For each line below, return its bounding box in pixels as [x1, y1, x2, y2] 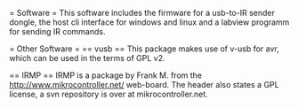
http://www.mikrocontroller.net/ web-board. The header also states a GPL [9, 80, 279, 89]
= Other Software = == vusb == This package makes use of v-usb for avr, [9, 43, 279, 54]
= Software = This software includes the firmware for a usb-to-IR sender [9, 8, 276, 18]
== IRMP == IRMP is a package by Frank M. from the [9, 70, 203, 81]
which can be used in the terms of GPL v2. [9, 53, 165, 63]
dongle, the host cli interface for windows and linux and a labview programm [9, 17, 290, 27]
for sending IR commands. [9, 27, 106, 36]
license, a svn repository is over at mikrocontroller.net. [9, 89, 209, 99]
